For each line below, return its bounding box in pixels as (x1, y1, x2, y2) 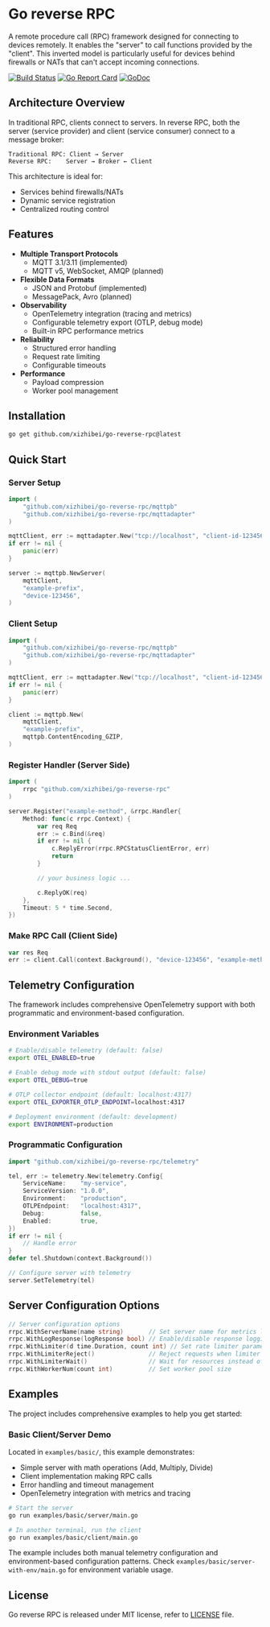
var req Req (37, 822, 78, 830)
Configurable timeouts (31, 360, 107, 370)
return (51, 852, 74, 860)
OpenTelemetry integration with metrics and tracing (19, 1488, 191, 1498)
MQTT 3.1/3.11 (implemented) (31, 257, 128, 267)
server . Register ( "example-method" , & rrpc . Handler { (8, 807, 182, 815)
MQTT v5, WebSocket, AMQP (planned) (31, 266, 164, 275)
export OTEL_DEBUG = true (8, 1076, 88, 1084)
